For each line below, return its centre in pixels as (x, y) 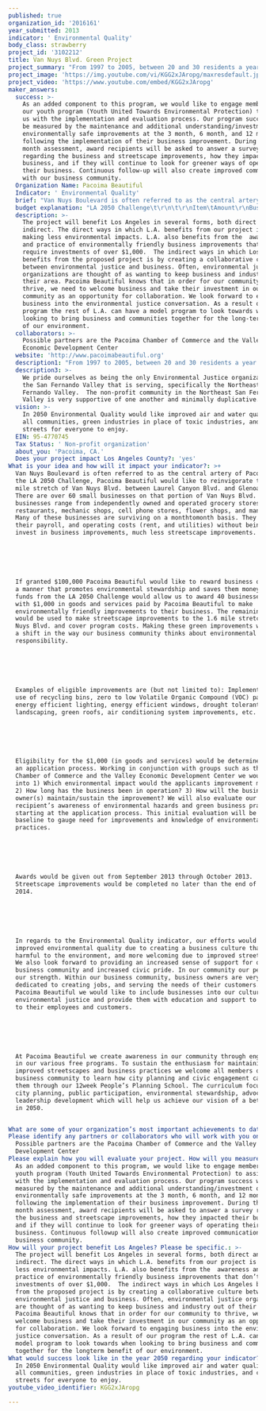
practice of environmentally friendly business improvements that (127, 1277)
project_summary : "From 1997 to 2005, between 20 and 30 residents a (125, 68)
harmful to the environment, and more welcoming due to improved (125, 955)
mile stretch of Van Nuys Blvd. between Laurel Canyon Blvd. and (125, 488)
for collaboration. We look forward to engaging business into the (129, 1329)
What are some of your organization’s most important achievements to (127, 1129)
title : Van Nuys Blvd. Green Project (70, 60)
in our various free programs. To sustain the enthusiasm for (120, 1064)
